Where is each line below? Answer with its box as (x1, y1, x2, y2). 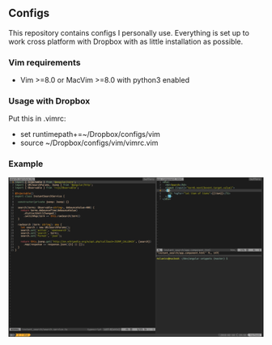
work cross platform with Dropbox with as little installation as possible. (8, 36, 244, 46)
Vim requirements (8, 57, 81, 68)
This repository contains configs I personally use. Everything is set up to (8, 28, 249, 37)
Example (8, 158, 44, 169)
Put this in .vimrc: (8, 113, 66, 124)
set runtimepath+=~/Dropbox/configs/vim (19, 130, 160, 139)
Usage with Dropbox (8, 96, 91, 107)
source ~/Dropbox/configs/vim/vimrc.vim (19, 138, 159, 148)
